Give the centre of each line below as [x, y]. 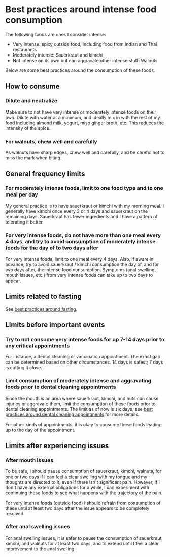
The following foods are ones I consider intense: [56, 34]
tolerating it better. [25, 222]
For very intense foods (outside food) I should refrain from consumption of [83, 503]
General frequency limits [45, 174]
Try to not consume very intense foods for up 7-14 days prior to [85, 340]
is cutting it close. [24, 368]
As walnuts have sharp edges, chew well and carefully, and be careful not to [85, 152]
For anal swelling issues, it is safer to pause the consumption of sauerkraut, [84, 538]
